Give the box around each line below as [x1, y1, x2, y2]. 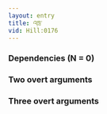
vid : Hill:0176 [8, 26, 59, 34]
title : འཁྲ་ [8, 19, 43, 27]
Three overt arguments [8, 96, 99, 107]
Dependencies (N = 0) [8, 53, 95, 64]
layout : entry [8, 11, 55, 20]
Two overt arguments [8, 74, 93, 85]
